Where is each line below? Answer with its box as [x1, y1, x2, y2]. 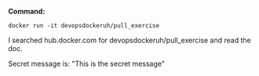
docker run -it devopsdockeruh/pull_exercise [8, 22, 159, 30]
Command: [8, 7, 46, 16]
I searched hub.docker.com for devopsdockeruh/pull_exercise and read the [8, 35, 251, 45]
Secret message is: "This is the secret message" [8, 59, 165, 68]
